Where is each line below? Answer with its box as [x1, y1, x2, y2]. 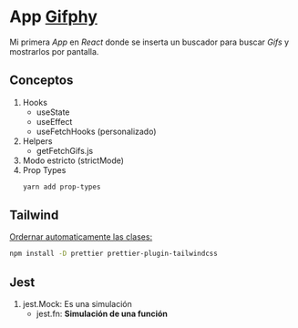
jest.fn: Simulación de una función [36, 308, 169, 320]
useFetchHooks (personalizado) [36, 126, 157, 137]
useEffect [36, 116, 73, 127]
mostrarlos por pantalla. [9, 46, 99, 56]
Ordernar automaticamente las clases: [9, 231, 153, 242]
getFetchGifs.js [36, 145, 94, 156]
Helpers [22, 135, 53, 147]
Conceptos [9, 73, 74, 88]
